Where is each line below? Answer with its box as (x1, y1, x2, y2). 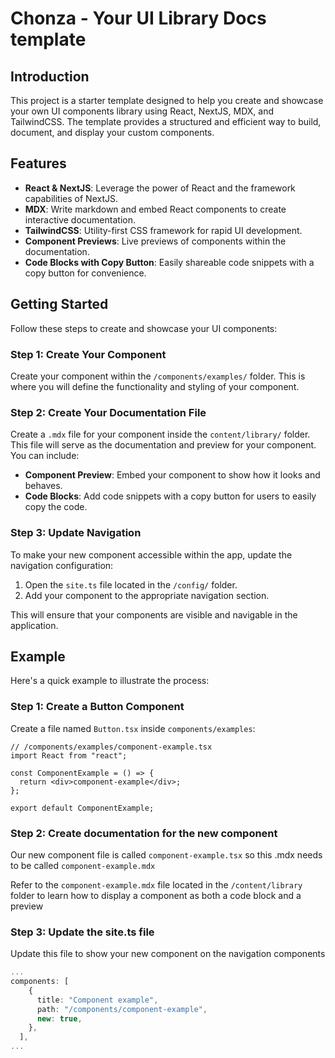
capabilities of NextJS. (24, 192, 118, 204)
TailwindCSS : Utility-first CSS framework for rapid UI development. (24, 224, 303, 236)
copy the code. (24, 501, 88, 513)
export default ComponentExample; (10, 803, 155, 813)
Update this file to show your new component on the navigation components (10, 948, 326, 960)
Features (10, 155, 67, 172)
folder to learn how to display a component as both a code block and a (10, 889, 302, 901)
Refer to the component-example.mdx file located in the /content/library (10, 878, 303, 891)
